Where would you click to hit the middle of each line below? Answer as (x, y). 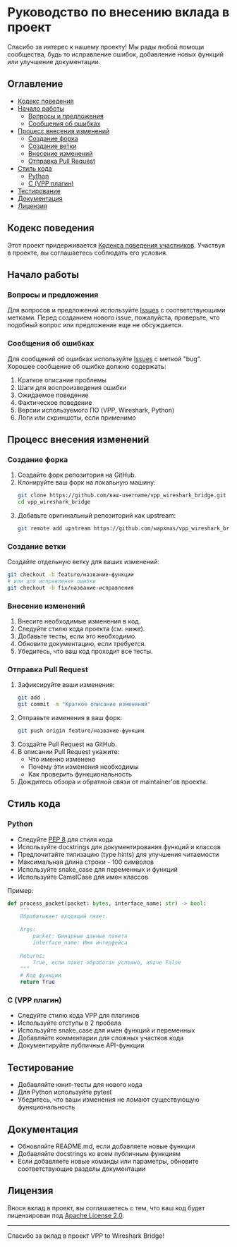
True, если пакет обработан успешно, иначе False (107, 962)
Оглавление (35, 84)
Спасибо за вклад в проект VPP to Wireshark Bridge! (86, 1236)
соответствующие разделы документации (81, 1169)
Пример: (20, 890)
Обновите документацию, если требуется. (82, 644)
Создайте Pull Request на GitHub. (67, 744)
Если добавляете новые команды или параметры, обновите (108, 1161)
